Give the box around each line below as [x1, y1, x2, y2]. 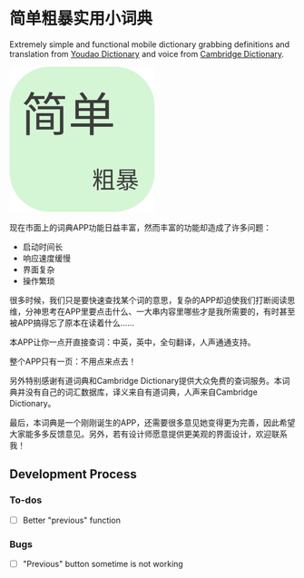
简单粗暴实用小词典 [9, 8, 153, 29]
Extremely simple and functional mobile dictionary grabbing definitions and [9, 38, 290, 50]
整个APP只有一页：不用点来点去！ [9, 356, 137, 367]
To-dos [9, 494, 43, 506]
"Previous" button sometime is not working [22, 558, 183, 569]
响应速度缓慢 [22, 252, 71, 263]
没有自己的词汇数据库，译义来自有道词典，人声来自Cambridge [25, 387, 259, 397]
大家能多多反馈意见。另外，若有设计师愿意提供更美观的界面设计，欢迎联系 [9, 428, 288, 439]
